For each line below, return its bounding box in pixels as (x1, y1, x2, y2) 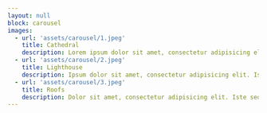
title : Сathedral (22, 41, 80, 49)
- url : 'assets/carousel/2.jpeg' (14, 56, 126, 64)
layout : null (7, 11, 51, 20)
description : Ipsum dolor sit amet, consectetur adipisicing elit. (22, 71, 250, 79)
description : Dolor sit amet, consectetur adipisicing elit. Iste (22, 93, 247, 101)
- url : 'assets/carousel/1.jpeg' (14, 33, 126, 42)
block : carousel (7, 19, 61, 27)
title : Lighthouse (22, 64, 83, 72)
